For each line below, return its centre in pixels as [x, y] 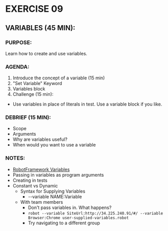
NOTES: [15, 158]
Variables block [29, 89]
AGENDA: [17, 67]
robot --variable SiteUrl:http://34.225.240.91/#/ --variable [95, 213]
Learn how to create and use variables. [46, 53]
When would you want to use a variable [54, 145]
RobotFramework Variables [41, 169]
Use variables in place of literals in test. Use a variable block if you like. [87, 104]
